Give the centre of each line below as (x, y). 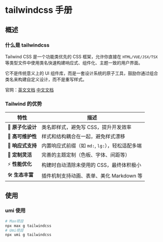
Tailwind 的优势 (24, 104)
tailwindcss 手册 (39, 10)
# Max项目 (14, 221)
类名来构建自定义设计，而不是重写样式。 (46, 79)
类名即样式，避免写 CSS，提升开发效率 (86, 127)
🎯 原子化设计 (22, 127)
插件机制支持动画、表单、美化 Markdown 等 (92, 176)
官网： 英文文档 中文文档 (29, 90)
